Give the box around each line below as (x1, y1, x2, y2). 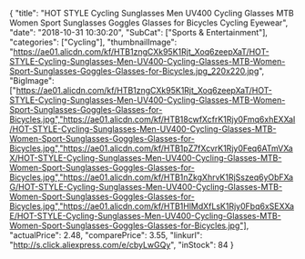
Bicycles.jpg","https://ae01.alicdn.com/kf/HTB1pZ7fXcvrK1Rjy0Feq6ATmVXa (9, 143, 293, 154)
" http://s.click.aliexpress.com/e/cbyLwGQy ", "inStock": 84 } (9, 240, 234, 250)
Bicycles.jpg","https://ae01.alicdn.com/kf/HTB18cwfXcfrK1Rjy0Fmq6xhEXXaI (9, 114, 296, 125)
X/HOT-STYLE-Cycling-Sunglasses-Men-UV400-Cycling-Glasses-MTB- (9, 153, 282, 163)
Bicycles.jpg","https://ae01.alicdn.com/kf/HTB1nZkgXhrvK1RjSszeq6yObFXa (9, 172, 294, 183)
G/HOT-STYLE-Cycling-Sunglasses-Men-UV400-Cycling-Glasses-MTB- (9, 182, 283, 192)
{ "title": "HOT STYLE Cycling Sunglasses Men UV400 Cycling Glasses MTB (9, 8, 294, 18)
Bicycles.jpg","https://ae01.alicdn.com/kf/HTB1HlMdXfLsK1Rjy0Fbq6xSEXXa (9, 201, 294, 212)
